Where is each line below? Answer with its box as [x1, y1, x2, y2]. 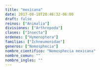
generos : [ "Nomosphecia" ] [5, 44, 58, 49]
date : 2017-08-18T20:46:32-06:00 [5, 12, 74, 17]
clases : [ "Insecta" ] [5, 30, 48, 35]
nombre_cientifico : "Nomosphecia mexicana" [5, 48, 96, 53]
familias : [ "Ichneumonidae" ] [5, 39, 65, 44]
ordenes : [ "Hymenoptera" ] [5, 35, 58, 40]
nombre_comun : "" [5, 53, 41, 58]
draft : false [5, 16, 32, 21]
